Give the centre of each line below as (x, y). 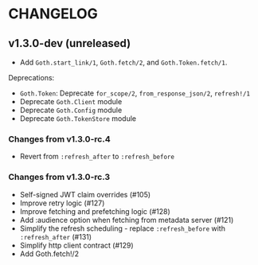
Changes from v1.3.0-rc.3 (59, 177)
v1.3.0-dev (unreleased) (70, 43)
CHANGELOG (53, 14)
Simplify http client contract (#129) (76, 245)
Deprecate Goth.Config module (71, 110)
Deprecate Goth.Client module (71, 101)
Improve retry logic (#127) (62, 203)
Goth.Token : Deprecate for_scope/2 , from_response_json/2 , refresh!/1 (135, 93)
